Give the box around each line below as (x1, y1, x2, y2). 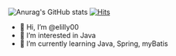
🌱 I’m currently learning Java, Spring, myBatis (19, 39, 168, 48)
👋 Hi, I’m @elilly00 (19, 23, 79, 31)
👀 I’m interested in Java (19, 31, 96, 40)
